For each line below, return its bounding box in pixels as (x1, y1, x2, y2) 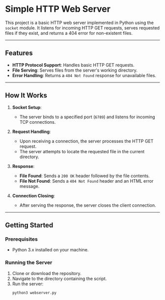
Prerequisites (5, 236, 38, 243)
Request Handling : (12, 129, 51, 135)
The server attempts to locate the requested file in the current (19, 148, 145, 154)
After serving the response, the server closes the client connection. (19, 202, 156, 208)
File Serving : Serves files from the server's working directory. (12, 67, 137, 73)
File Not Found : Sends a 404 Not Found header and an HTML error (19, 178, 154, 184)
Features (5, 49, 33, 57)
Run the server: (12, 281, 44, 287)
